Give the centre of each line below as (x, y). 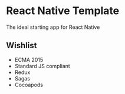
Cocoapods (29, 85)
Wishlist (22, 46)
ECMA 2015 (29, 59)
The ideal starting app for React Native (53, 27)
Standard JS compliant (42, 66)
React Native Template (63, 11)
